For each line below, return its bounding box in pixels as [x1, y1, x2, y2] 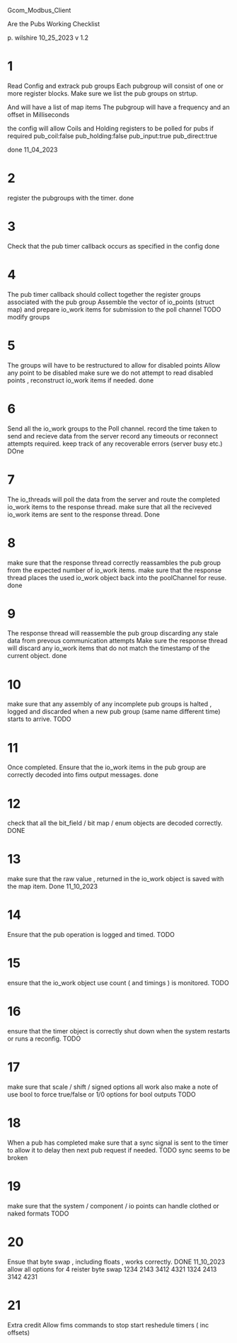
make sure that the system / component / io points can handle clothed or [7, 1201, 219, 1210]
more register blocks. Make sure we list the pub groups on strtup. [7, 89, 198, 98]
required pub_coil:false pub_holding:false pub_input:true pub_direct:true [7, 131, 218, 140]
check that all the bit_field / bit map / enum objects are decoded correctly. [7, 819, 223, 827]
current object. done [7, 652, 67, 660]
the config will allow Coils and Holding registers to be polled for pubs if [7, 124, 214, 132]
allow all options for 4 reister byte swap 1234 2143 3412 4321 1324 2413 [7, 1264, 217, 1274]
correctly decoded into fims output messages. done [7, 771, 159, 779]
